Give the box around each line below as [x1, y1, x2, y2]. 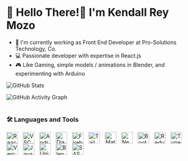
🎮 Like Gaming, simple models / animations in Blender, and [15, 61, 165, 68]
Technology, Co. [15, 45, 57, 52]
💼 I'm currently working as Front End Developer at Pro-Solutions [15, 38, 177, 46]
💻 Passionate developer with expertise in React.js [15, 52, 142, 59]
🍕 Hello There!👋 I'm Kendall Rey [6, 5, 169, 20]
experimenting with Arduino [15, 70, 85, 77]
